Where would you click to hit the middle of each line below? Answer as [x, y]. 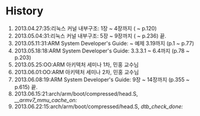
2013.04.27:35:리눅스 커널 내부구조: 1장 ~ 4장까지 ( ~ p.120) [86, 28]
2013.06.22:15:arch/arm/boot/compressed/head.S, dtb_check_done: [99, 106]
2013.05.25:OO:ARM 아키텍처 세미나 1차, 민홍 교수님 [77, 65]
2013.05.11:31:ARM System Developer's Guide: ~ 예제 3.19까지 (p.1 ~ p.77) [104, 43]
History [25, 11]
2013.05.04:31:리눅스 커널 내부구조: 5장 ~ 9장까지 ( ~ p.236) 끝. [90, 36]
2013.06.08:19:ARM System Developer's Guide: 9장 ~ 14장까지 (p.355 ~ [102, 80]
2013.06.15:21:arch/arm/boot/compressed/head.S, [76, 93]
